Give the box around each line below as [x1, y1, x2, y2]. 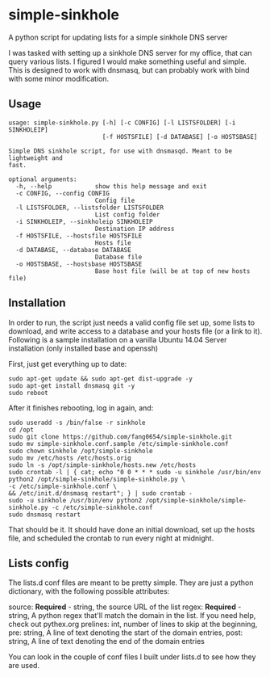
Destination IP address [94, 225, 175, 233]
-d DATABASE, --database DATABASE [15, 246, 131, 254]
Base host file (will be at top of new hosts [94, 267, 251, 275]
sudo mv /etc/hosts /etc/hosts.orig [8, 454, 131, 462]
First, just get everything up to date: [8, 359, 127, 368]
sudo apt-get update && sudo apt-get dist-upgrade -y [8, 374, 193, 383]
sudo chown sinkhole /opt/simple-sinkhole [8, 447, 153, 455]
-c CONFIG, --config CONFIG [15, 189, 110, 197]
